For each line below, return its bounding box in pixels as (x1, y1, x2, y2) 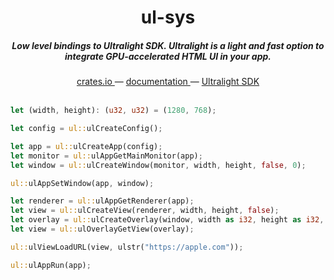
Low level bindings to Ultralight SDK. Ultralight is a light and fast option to (11, 39, 325, 51)
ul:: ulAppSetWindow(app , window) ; (10, 178, 155, 188)
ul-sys (140, 6, 196, 29)
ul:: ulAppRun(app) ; (10, 260, 92, 270)
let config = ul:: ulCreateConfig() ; (10, 124, 163, 134)
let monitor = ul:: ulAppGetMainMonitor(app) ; (10, 151, 203, 161)
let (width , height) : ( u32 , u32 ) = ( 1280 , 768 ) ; (10, 106, 217, 116)
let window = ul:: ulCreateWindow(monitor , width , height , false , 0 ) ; (10, 160, 307, 170)
